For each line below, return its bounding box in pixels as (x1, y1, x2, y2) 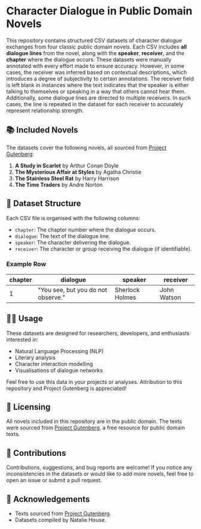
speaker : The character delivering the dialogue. (14, 239, 131, 246)
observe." (38, 293, 66, 301)
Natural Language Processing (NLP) (14, 347, 104, 354)
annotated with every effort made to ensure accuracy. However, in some (6, 62, 184, 70)
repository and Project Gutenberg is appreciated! (6, 384, 127, 392)
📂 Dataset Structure (6, 199, 81, 209)
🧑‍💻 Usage (6, 314, 43, 324)
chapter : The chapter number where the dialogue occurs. (14, 226, 157, 233)
